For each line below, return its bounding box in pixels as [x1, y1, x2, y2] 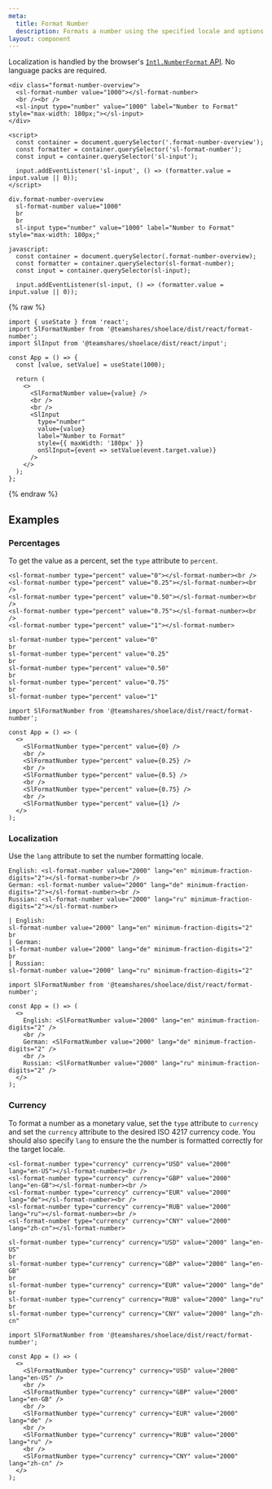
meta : [8, 11, 27, 20]
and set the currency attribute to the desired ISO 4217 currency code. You [8, 1127, 256, 1136]
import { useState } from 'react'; [8, 318, 129, 327]
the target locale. [8, 1144, 66, 1153]
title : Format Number [15, 20, 90, 28]
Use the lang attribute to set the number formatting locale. [8, 851, 204, 861]
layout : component [8, 34, 71, 43]
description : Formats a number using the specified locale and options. [15, 27, 268, 35]
